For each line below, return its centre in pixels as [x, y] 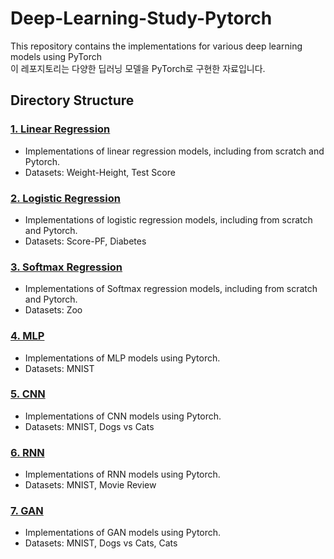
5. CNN [28, 394]
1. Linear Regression [60, 129]
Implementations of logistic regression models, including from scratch [168, 219]
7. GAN [27, 511]
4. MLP [27, 336]
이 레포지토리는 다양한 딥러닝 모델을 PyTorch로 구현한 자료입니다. [138, 68]
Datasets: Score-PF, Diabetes [85, 241]
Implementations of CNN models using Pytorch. [123, 416]
